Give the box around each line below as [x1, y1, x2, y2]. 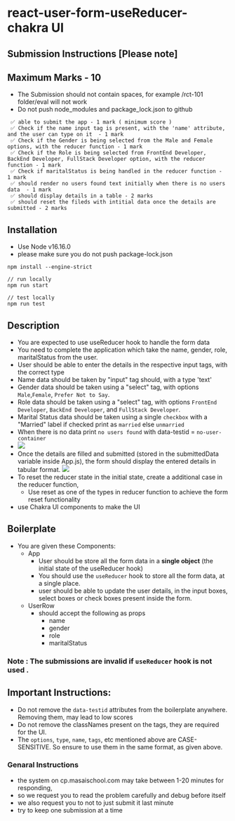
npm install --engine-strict [7, 263, 93, 271]
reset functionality [27, 495, 81, 504]
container [17, 435, 47, 442]
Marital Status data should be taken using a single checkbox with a [17, 413, 208, 421]
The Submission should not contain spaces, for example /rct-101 [17, 90, 203, 99]
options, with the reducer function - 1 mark [7, 143, 142, 150]
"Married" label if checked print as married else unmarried [17, 420, 184, 429]
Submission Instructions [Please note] [7, 48, 178, 60]
